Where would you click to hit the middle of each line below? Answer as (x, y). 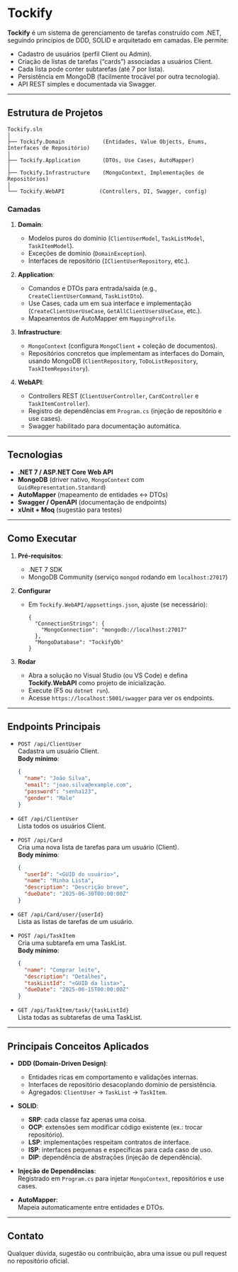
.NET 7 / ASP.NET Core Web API (65, 472)
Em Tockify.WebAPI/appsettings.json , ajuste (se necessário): (118, 604)
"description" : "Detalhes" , (66, 976)
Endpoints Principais (54, 727)
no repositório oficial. (38, 1261)
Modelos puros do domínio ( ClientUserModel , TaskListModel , (117, 238)
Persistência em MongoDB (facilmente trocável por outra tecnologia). (119, 77)
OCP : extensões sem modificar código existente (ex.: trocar (115, 1127)
